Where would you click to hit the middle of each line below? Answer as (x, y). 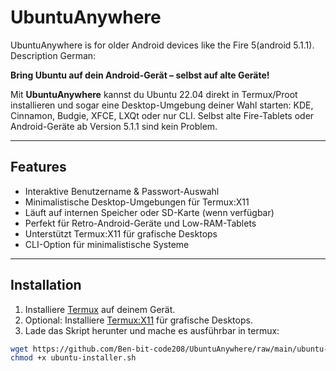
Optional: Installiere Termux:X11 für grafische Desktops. (138, 320)
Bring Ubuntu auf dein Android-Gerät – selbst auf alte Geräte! (140, 75)
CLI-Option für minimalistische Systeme (107, 244)
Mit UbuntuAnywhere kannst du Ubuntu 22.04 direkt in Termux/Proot (154, 94)
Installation (46, 285)
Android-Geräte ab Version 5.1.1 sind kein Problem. (114, 126)
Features (38, 167)
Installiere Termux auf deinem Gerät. (100, 309)
